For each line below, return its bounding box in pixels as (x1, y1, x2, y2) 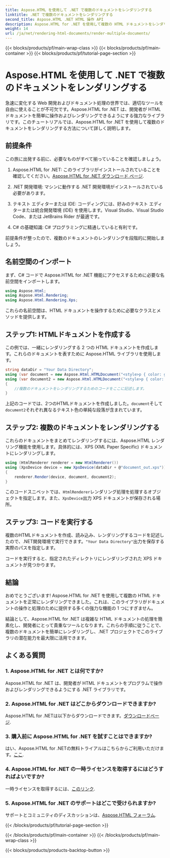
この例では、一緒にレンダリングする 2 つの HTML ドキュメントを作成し (5, 345, 154, 350)
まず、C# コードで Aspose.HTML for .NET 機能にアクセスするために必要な (5, 272, 160, 278)
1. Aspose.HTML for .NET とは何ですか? (5, 668, 104, 675)
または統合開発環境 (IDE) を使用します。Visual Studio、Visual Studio (21, 207, 164, 213)
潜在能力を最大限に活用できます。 (18, 635, 90, 641)
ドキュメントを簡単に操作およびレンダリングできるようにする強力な (5, 112, 147, 118)
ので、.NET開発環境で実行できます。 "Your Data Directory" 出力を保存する (9, 539, 164, 545)
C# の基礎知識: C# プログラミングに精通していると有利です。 (12, 224, 141, 230)
